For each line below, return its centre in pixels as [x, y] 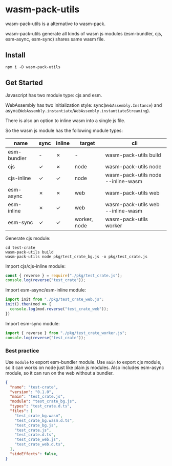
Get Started [24, 83]
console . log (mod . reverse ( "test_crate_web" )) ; [59, 309]
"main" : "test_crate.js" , [38, 397]
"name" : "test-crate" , [34, 387]
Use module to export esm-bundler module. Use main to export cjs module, [83, 362]
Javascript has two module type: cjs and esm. [54, 95]
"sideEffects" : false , [34, 454]
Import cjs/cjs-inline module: [35, 266]
